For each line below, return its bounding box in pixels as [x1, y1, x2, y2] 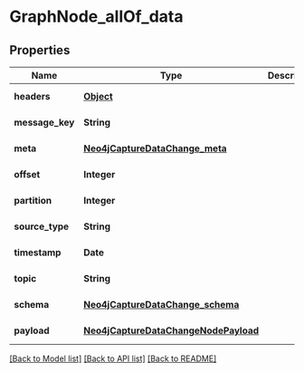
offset [14, 168, 41, 180]
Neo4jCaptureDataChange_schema [82, 299, 240, 310]
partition [14, 195, 52, 206]
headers [14, 91, 52, 102]
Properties [9, 43, 71, 58]
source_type [14, 220, 70, 233]
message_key [14, 116, 75, 129]
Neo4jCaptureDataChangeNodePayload [82, 324, 260, 337]
